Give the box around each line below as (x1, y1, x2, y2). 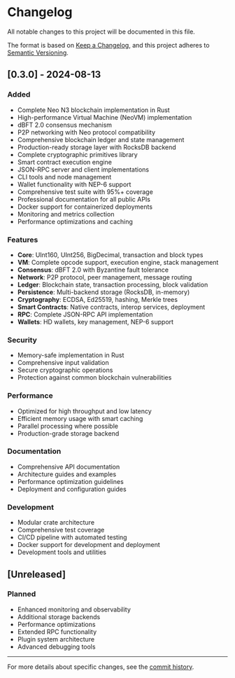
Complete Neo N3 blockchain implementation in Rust (17, 106, 170, 114)
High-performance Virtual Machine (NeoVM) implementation (17, 113, 192, 121)
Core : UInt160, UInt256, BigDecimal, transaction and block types (17, 250, 204, 259)
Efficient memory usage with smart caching (17, 414, 143, 422)
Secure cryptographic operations (17, 366, 113, 375)
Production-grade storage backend (17, 429, 120, 438)
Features (7, 235, 38, 244)
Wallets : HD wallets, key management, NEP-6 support (17, 317, 173, 326)
